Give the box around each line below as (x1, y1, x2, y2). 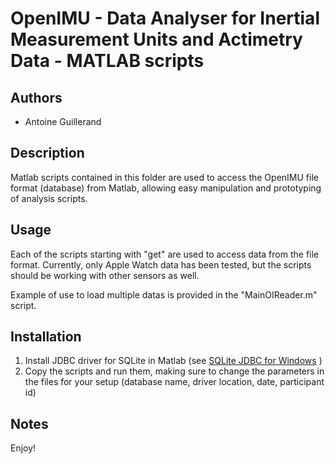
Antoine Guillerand (24, 116, 102, 127)
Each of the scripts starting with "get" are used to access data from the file (10, 248, 320, 260)
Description (10, 145, 85, 162)
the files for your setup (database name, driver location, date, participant (24, 376, 325, 388)
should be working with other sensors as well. (10, 269, 200, 281)
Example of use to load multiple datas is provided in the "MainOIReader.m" (10, 288, 318, 301)
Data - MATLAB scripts (10, 50, 205, 72)
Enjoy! (10, 442, 37, 454)
